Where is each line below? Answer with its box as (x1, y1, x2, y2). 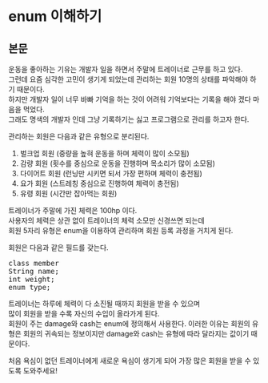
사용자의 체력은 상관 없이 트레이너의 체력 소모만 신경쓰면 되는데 (8, 216, 206, 225)
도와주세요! (22, 366, 58, 375)
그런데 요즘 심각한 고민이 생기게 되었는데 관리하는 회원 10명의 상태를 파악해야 (8, 75, 248, 84)
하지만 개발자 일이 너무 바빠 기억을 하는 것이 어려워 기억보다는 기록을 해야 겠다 (8, 95, 252, 104)
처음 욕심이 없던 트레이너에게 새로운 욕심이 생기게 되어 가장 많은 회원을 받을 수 (8, 356, 252, 365)
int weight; (8, 275, 55, 284)
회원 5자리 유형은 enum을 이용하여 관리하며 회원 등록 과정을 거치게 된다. (8, 226, 234, 235)
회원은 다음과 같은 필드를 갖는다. (8, 243, 110, 252)
